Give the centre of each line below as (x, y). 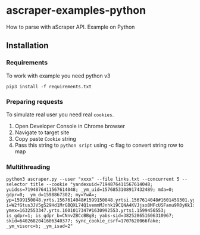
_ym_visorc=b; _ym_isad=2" (40, 226)
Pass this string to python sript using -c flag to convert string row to (99, 145)
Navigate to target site (42, 132)
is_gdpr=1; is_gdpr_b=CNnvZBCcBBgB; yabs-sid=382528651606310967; (90, 216)
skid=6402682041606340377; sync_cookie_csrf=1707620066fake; (84, 221)
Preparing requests (35, 101)
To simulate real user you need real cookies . (60, 115)
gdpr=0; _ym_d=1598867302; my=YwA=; (51, 195)
